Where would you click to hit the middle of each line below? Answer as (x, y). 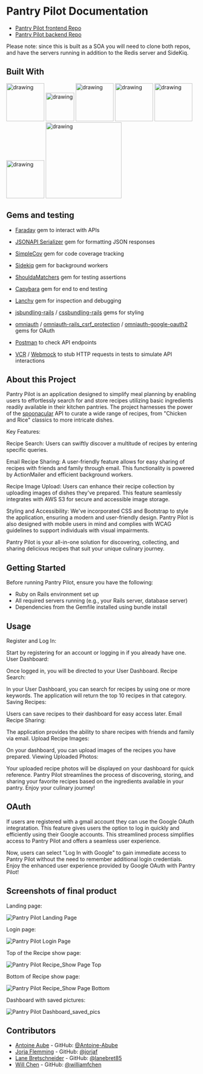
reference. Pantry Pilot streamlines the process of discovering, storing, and (100, 775)
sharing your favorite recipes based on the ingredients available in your (95, 781)
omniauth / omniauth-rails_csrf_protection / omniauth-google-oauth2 (101, 324)
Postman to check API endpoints (56, 342)
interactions (30, 360)
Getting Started (36, 568)
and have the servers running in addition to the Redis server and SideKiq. (98, 52)
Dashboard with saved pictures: (46, 1000)
